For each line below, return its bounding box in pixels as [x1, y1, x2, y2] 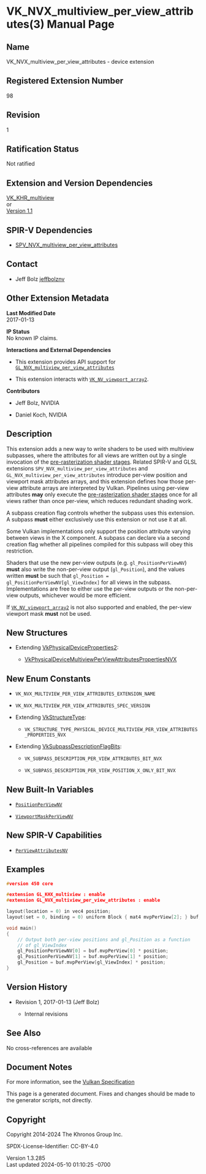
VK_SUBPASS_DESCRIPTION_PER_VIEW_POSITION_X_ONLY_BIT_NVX [24, 768, 176, 774]
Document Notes [6, 1062, 72, 1072]
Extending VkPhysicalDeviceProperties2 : [15, 644, 119, 651]
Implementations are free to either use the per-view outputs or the [6, 585, 174, 593]
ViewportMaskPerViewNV [15, 813, 74, 819]
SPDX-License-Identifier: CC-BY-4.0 [6, 1143, 99, 1150]
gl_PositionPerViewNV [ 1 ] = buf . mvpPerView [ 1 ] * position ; [17, 954, 169, 960]
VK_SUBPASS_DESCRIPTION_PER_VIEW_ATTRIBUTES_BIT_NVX [24, 756, 162, 762]
